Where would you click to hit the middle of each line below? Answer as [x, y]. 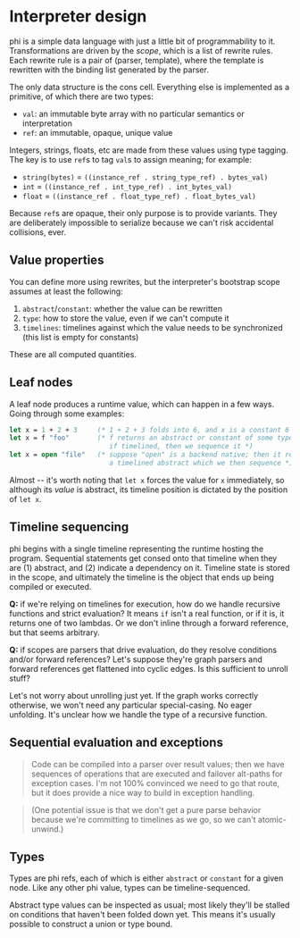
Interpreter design [78, 17]
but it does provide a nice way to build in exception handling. [143, 792]
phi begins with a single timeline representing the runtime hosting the [137, 549]
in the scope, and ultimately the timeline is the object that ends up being [142, 577]
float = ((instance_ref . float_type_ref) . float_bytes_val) [139, 196]
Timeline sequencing [69, 528]
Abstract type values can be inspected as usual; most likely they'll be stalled [150, 905]
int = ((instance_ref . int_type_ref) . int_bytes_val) [127, 186]
